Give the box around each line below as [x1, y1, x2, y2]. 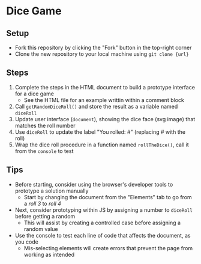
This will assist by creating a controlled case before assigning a [23, 219, 181, 226]
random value [23, 225, 58, 232]
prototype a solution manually [14, 187, 89, 194]
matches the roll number [14, 122, 76, 129]
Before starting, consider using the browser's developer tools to [14, 181, 173, 188]
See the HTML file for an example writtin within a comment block [23, 96, 184, 103]
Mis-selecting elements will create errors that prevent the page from [23, 244, 193, 251]
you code [14, 238, 39, 245]
